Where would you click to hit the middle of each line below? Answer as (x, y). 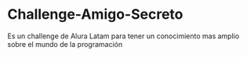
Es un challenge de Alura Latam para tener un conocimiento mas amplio (123, 36)
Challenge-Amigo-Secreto (95, 14)
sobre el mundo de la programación (65, 44)
